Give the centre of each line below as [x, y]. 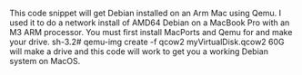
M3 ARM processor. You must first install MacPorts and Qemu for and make [151, 32]
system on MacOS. [45, 61]
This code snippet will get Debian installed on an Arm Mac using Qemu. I [146, 13]
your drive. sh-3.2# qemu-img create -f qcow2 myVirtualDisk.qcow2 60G [147, 42]
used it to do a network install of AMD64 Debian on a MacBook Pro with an [150, 23]
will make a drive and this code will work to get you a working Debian [139, 52]
